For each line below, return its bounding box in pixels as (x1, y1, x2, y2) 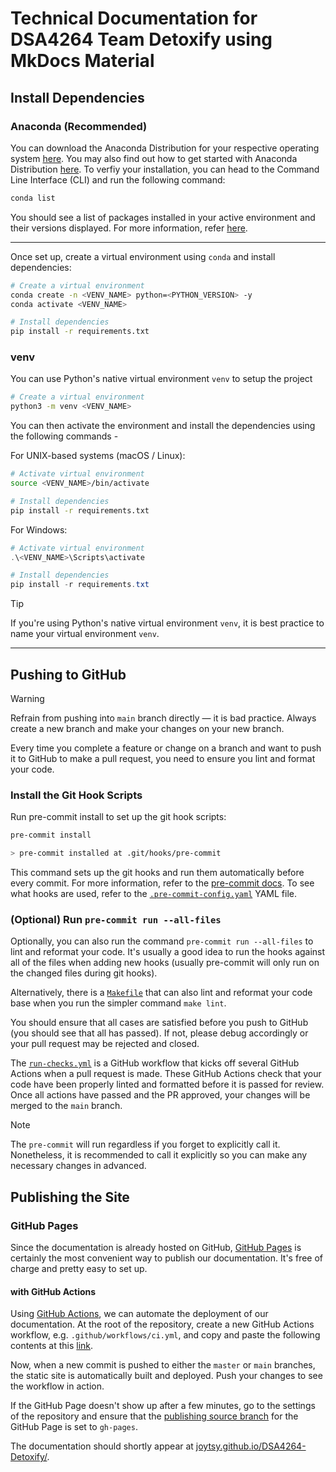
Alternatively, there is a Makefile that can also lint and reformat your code (10, 987, 313, 999)
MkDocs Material (10, 50, 155, 72)
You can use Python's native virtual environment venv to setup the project (10, 373, 313, 385)
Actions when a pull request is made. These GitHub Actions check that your (10, 1068, 322, 1080)
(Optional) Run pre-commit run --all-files (10, 912, 222, 926)
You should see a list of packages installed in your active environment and (10, 211, 316, 223)
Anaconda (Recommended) (10, 119, 148, 133)
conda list (10, 193, 56, 203)
